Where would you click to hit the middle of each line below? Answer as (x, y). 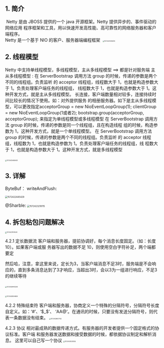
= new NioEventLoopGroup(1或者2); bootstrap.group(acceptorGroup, (75, 112)
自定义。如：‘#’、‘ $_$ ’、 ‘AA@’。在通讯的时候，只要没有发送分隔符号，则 (79, 311)
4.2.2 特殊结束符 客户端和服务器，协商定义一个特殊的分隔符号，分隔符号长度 (82, 305)
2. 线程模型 (22, 57)
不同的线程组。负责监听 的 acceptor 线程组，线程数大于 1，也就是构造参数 (80, 82)
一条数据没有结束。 (28, 318)
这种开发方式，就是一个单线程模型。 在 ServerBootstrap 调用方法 (86, 131)
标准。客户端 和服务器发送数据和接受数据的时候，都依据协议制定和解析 (81, 334)
